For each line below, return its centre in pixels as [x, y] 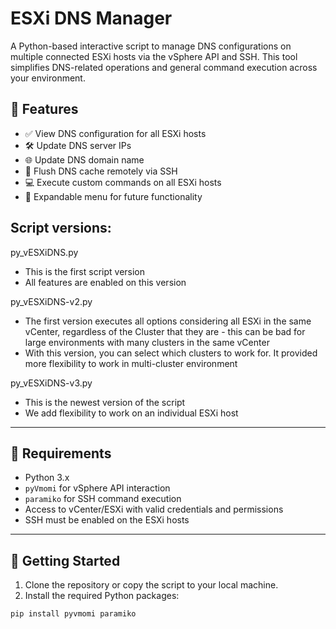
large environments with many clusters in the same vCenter [147, 342]
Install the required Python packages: [102, 596]
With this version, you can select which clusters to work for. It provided [171, 353]
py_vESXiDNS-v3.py [51, 383]
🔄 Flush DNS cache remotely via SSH [101, 171]
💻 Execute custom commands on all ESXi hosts [123, 182]
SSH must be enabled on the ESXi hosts [107, 520]
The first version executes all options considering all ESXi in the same [168, 321]
